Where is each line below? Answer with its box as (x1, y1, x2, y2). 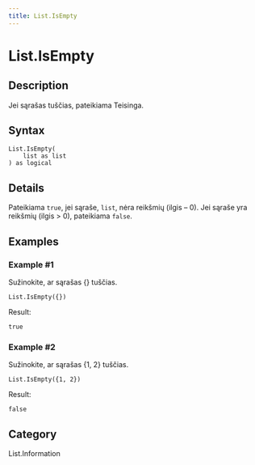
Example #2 (8, 341, 56, 353)
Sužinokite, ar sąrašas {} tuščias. (8, 277, 118, 287)
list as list (23, 152, 67, 160)
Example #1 (8, 259, 54, 270)
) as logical (8, 159, 52, 167)
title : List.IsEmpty (8, 11, 78, 20)
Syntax (8, 124, 45, 137)
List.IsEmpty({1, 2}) (8, 375, 82, 384)
